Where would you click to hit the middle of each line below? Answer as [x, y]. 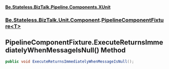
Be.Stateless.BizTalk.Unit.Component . [53, 20]
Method [113, 50]
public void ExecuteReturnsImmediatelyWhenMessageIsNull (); [70, 62]
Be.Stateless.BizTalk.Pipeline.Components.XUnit [58, 7]
